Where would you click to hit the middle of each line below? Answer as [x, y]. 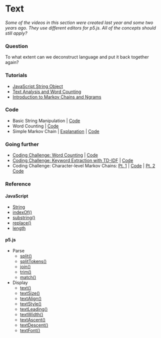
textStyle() [30, 304]
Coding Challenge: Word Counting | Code [55, 155]
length [19, 228]
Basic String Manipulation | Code [46, 120]
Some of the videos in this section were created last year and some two [79, 22]
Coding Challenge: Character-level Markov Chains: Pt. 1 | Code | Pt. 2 [84, 166]
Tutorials [16, 75]
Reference [18, 184]
